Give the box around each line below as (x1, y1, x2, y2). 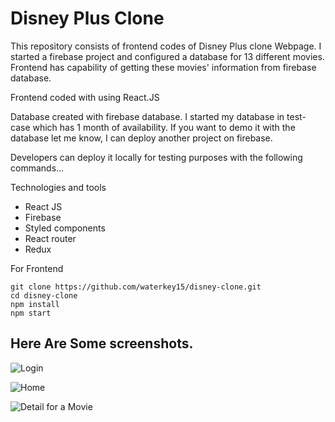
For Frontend (10, 262, 64, 274)
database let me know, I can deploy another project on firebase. (10, 132, 273, 144)
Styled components (24, 222, 106, 234)
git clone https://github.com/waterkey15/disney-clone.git (10, 282, 262, 292)
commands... (10, 162, 65, 174)
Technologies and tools (10, 181, 107, 193)
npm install (10, 299, 60, 309)
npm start (10, 308, 52, 318)
